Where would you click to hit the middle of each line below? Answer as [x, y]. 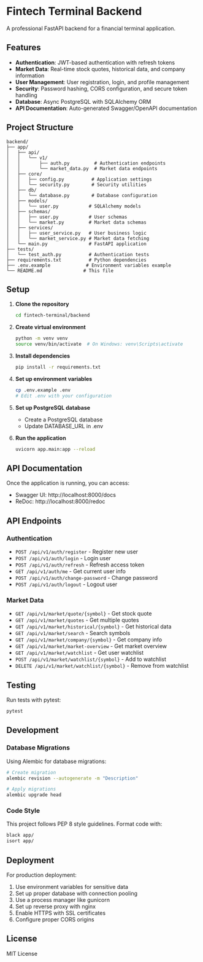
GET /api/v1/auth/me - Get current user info [70, 571]
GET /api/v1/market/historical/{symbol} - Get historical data [93, 627]
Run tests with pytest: [34, 700]
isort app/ [20, 841]
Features [24, 48]
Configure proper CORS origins [55, 920]
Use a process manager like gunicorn [63, 900]
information [30, 76]
